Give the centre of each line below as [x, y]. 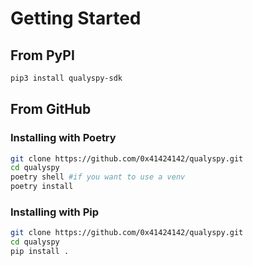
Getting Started [76, 18]
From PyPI [42, 55]
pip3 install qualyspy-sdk [66, 78]
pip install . [40, 252]
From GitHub [51, 109]
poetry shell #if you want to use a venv [98, 177]
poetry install [42, 187]
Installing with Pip [54, 212]
